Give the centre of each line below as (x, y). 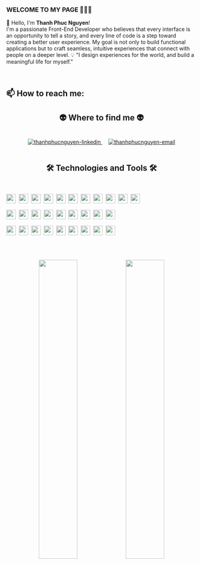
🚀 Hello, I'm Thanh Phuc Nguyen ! (48, 23)
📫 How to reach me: (45, 93)
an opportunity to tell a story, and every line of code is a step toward (91, 36)
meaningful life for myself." (40, 62)
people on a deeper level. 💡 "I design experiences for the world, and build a (100, 55)
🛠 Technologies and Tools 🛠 (102, 168)
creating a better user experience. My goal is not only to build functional (96, 42)
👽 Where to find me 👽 (102, 118)
